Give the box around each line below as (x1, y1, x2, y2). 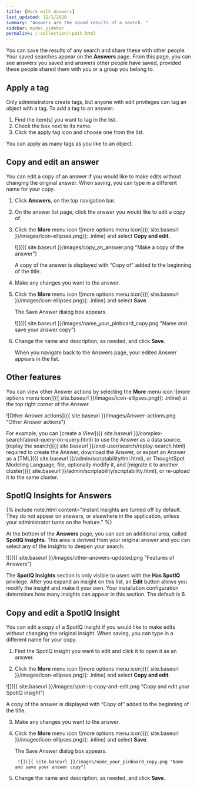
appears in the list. (14, 355, 60, 362)
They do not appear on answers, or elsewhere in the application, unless (6, 512, 179, 520)
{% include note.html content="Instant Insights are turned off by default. (6, 506, 182, 514)
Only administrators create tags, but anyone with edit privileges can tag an (6, 98, 187, 105)
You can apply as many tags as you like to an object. (6, 140, 133, 147)
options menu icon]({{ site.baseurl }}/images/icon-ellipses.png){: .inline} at (6, 394, 188, 401)
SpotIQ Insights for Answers (6, 491, 112, 501)
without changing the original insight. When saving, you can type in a (6, 630, 173, 637)
